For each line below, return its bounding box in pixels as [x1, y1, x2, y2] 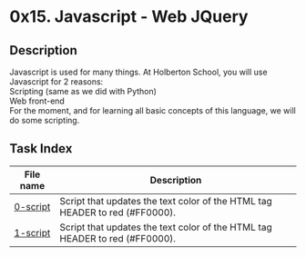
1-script [14, 226, 51, 239]
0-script [14, 200, 51, 213]
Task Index [9, 141, 73, 156]
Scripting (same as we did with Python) [9, 86, 158, 96]
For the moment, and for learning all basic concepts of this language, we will [9, 105, 296, 115]
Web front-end [9, 95, 66, 106]
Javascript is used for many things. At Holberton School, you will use [9, 66, 268, 77]
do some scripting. [9, 115, 80, 125]
